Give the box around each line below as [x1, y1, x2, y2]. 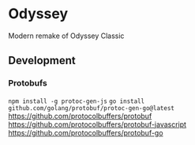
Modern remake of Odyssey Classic [8, 31, 125, 40]
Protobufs [8, 78, 47, 89]
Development [8, 54, 77, 67]
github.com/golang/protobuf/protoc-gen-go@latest [8, 104, 175, 112]
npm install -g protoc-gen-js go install [8, 97, 144, 105]
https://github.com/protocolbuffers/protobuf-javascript [8, 120, 187, 129]
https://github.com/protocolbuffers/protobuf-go [8, 128, 163, 137]
